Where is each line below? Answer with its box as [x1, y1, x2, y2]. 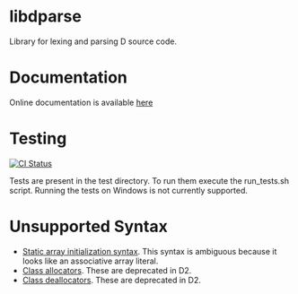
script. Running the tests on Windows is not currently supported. [9, 185, 249, 195]
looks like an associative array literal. [22, 255, 159, 266]
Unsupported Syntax [9, 217, 168, 237]
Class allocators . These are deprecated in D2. [22, 264, 192, 275]
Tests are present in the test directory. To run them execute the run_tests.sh [9, 175, 290, 186]
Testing [9, 128, 67, 149]
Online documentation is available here [9, 97, 153, 108]
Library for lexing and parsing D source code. [9, 36, 178, 47]
